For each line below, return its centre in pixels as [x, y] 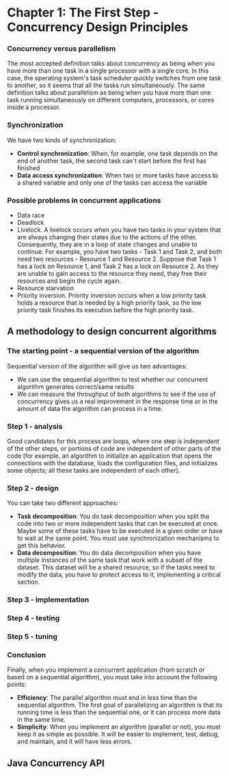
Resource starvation [45, 288]
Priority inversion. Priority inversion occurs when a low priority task [111, 296]
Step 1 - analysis [35, 426]
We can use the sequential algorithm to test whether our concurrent [112, 379]
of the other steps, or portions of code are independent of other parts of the [114, 449]
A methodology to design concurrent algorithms [112, 332]
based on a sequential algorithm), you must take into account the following [112, 677]
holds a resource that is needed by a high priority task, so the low [109, 303]
